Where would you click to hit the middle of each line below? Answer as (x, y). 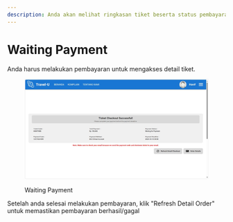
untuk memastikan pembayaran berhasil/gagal (74, 210)
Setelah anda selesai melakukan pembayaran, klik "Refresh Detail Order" (111, 203)
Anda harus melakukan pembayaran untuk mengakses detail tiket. (101, 68)
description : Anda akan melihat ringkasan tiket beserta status (102, 15)
